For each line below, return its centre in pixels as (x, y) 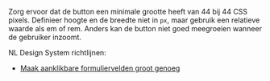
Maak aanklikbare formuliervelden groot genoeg (100, 68)
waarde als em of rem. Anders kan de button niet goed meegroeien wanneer (135, 28)
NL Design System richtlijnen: (57, 53)
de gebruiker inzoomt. (45, 37)
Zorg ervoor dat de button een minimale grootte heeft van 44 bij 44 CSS (128, 12)
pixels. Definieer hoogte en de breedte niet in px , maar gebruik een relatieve (134, 20)
